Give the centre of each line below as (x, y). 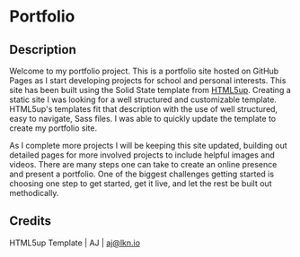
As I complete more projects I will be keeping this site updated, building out (148, 146)
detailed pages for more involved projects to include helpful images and (142, 155)
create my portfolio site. (53, 128)
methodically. (34, 193)
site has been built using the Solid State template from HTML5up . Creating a (150, 90)
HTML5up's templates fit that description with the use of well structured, (144, 109)
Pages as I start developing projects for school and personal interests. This (148, 81)
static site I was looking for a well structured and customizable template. (143, 99)
